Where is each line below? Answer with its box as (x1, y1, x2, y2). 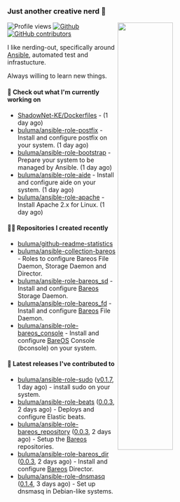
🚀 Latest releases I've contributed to (7, 360, 115, 368)
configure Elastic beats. (17, 412, 86, 421)
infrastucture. (7, 58, 47, 67)
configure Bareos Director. (17, 464, 94, 473)
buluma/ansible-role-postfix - (17, 125, 103, 134)
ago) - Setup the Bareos (17, 435, 88, 443)
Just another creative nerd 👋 (7, 6, 106, 16)
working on (7, 95, 41, 104)
